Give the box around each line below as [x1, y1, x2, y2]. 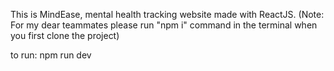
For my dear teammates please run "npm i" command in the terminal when [10, 19, 318, 31]
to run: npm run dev [10, 49, 92, 61]
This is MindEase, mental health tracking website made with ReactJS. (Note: [10, 9, 325, 20]
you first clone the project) [10, 30, 120, 41]
